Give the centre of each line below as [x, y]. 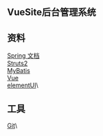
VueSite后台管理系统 [51, 12]
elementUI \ [23, 85]
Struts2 [18, 63]
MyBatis [19, 71]
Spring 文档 [23, 56]
